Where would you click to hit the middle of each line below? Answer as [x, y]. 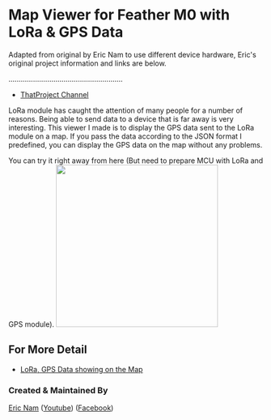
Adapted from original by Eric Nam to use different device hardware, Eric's [132, 54]
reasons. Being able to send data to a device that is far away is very [121, 118]
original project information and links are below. [88, 63]
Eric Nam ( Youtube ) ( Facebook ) [61, 408]
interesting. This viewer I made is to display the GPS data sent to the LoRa [131, 127]
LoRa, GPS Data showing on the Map [81, 369]
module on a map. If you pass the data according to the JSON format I [125, 136]
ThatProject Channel [54, 94]
